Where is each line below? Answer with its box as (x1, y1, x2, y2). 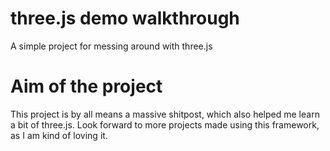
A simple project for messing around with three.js (10, 40, 213, 52)
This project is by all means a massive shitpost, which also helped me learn (10, 108, 320, 120)
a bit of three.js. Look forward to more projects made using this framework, (10, 118, 320, 131)
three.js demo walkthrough (10, 7, 240, 30)
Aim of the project (10, 75, 163, 98)
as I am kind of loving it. (10, 129, 108, 141)
